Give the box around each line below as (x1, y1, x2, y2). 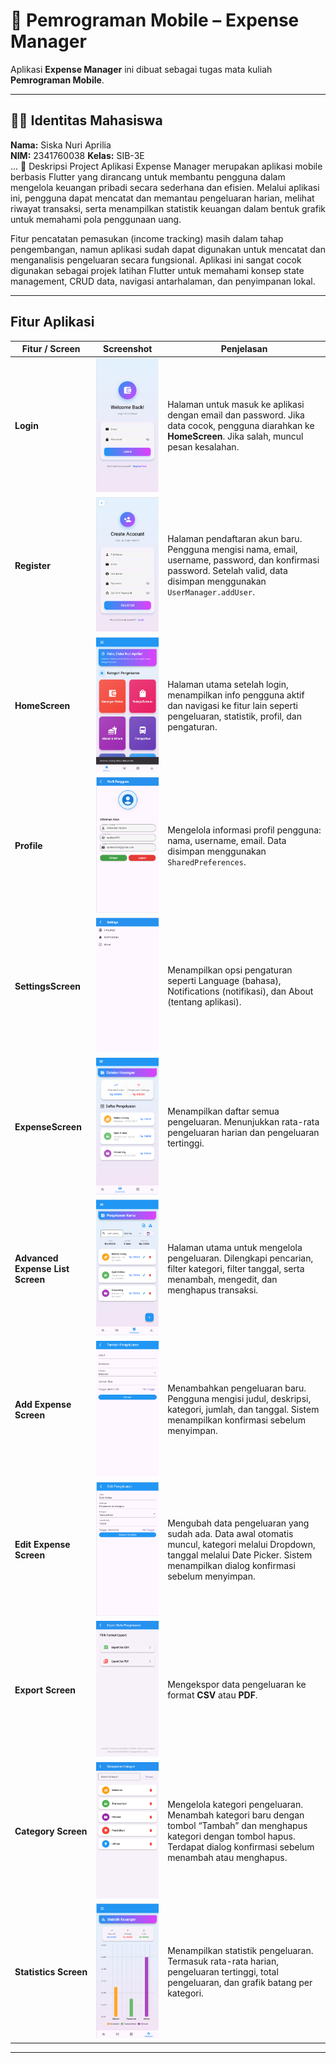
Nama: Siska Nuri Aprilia (10, 139, 112, 151)
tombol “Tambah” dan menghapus (167, 1820, 308, 1832)
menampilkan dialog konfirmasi (167, 1560, 296, 1572)
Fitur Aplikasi (10, 314, 95, 331)
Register (14, 559, 51, 571)
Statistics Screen (14, 1966, 88, 1978)
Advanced (14, 1252, 59, 1264)
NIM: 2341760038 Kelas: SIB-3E (10, 149, 145, 161)
